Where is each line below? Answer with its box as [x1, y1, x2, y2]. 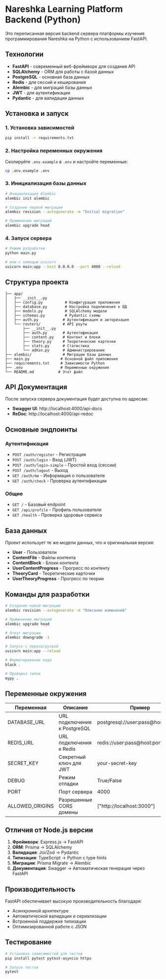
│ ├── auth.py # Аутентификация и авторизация [5, 317, 129, 322]
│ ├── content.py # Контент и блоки [5, 334, 100, 340]
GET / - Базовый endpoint [12, 502, 66, 508]
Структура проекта [5, 278, 69, 287]
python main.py [5, 251, 37, 256]
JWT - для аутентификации [12, 89, 71, 95]
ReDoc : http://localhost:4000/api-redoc [12, 411, 94, 417]
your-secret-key [97, 760, 137, 767]
